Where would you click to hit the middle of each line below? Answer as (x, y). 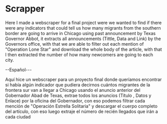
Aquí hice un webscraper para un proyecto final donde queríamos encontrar (83, 79)
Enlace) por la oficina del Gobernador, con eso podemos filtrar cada (75, 100)
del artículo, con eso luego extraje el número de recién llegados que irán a (82, 111)
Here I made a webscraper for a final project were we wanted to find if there (83, 23)
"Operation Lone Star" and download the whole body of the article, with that (84, 49)
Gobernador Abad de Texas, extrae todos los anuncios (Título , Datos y (78, 95)
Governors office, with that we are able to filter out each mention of (74, 44)
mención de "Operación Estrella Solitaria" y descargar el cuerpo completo (81, 106)
